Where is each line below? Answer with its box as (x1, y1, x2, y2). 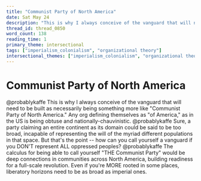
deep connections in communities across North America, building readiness (6, 155, 193, 163)
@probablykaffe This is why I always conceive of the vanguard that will (6, 98, 181, 105)
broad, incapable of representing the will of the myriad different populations (6, 130, 193, 137)
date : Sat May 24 (6, 14, 50, 20)
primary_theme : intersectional (6, 42, 84, 48)
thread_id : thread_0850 (6, 25, 66, 32)
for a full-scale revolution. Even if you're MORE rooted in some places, (6, 161, 179, 168)
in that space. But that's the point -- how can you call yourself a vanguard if (6, 136, 193, 143)
